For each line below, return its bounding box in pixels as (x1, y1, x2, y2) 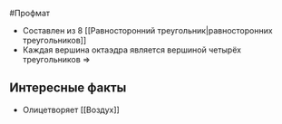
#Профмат (9, 8, 51, 18)
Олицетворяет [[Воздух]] (22, 104, 120, 115)
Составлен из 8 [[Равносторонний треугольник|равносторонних (22, 25, 274, 35)
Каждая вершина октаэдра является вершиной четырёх (22, 44, 242, 55)
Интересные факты (9, 81, 127, 96)
